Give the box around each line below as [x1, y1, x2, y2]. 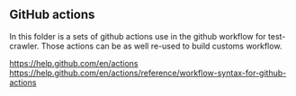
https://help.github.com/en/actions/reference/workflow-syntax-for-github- [9, 67, 287, 78]
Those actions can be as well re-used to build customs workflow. [40, 40, 283, 51]
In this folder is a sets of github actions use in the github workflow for [9, 31, 267, 41]
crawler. [9, 40, 40, 51]
